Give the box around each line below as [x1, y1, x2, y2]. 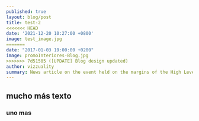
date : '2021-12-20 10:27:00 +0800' [6, 31, 94, 37]
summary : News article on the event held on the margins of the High [6, 69, 182, 75]
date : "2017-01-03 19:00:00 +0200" [6, 47, 94, 53]
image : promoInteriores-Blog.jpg [6, 53, 89, 58]
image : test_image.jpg [6, 36, 62, 42]
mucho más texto [6, 91, 72, 101]
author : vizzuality [6, 63, 54, 70]
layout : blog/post [6, 14, 52, 20]
